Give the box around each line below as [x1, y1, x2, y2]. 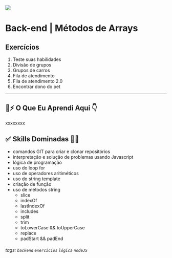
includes [20, 208, 39, 214]
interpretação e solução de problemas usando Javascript [12, 154, 134, 160]
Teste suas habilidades [12, 56, 61, 62]
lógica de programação [12, 159, 62, 165]
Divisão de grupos [12, 62, 52, 68]
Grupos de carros [12, 67, 50, 73]
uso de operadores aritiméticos [12, 170, 79, 176]
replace [20, 230, 37, 236]
